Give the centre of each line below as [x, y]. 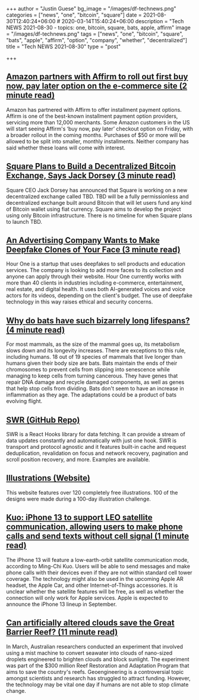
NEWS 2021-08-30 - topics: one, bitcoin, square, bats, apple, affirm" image [99, 27]
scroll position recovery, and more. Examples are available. [78, 460]
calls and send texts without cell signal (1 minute [98, 536]
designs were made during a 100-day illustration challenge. [79, 499]
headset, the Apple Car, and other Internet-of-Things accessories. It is [92, 585]
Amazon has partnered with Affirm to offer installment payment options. [94, 110]
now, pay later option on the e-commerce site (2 [97, 86]
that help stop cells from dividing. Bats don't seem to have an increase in [95, 389]
